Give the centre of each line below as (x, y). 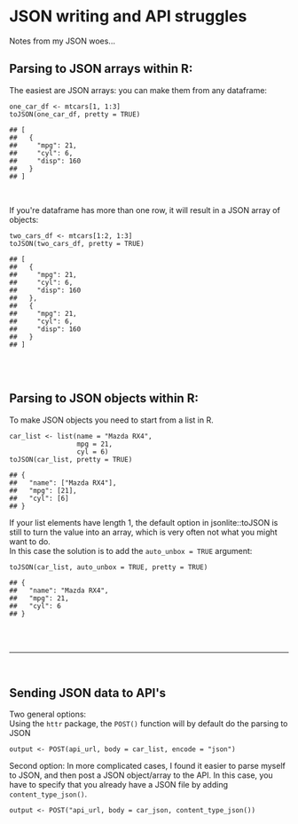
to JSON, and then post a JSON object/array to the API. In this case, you (141, 775)
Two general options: (48, 714)
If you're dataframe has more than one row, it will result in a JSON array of (145, 210)
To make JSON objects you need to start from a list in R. (112, 420)
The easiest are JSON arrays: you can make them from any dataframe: (138, 90)
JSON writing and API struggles (128, 16)
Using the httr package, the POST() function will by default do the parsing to (149, 724)
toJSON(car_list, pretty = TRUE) (71, 459)
